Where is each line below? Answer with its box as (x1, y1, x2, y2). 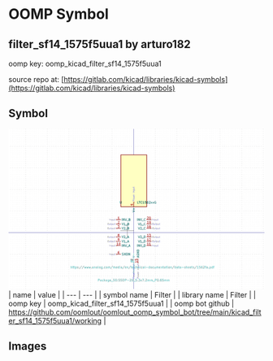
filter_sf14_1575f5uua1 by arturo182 (8, 37, 191, 51)
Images (8, 339, 47, 354)
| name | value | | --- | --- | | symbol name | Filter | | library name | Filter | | (8, 289, 256, 299)
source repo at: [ (8, 75, 64, 84)
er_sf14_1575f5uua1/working (8, 315, 102, 325)
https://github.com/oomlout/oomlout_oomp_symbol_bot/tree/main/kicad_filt (8, 307, 262, 317)
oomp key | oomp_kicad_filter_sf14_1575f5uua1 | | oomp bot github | (8, 298, 234, 308)
